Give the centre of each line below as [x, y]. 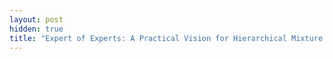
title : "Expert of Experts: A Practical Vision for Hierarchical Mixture [166, 38]
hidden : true [36, 29]
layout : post [36, 19]
